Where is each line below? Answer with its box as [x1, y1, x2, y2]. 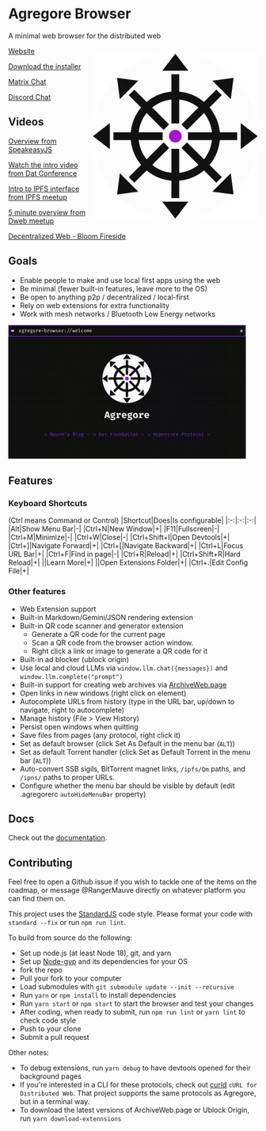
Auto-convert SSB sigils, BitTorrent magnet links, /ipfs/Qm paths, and [19, 764, 245, 773]
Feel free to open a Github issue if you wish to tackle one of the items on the [8, 877, 257, 887]
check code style [19, 1015, 77, 1026]
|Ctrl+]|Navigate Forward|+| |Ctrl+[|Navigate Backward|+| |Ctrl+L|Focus [8, 541, 244, 550]
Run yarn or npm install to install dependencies [19, 991, 177, 1000]
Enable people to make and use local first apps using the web [19, 275, 221, 285]
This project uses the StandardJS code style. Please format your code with [8, 909, 253, 919]
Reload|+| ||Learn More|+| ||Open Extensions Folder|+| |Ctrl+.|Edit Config [8, 558, 249, 567]
